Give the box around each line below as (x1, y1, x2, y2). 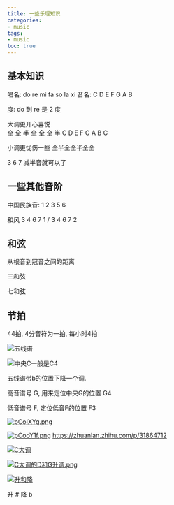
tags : (7, 29, 23, 37)
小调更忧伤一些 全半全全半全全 (7, 143, 95, 152)
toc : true (7, 43, 36, 50)
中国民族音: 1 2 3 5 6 (7, 200, 66, 209)
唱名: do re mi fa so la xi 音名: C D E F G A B (7, 90, 133, 98)
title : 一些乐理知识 (7, 10, 61, 17)
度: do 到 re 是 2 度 (7, 105, 61, 113)
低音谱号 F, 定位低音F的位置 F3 (7, 404, 96, 412)
